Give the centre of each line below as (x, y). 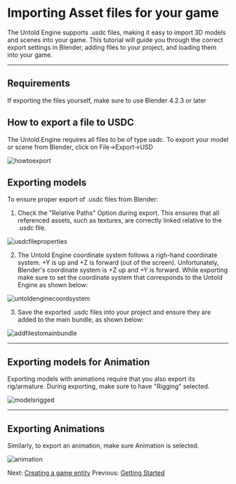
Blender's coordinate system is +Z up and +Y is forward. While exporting (123, 270)
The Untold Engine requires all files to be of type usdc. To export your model (118, 139)
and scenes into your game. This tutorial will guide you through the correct (115, 39)
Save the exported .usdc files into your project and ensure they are (114, 312)
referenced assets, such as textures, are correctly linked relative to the (120, 221)
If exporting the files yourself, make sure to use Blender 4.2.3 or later (107, 100)
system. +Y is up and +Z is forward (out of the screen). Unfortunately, (118, 263)
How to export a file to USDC (71, 123)
